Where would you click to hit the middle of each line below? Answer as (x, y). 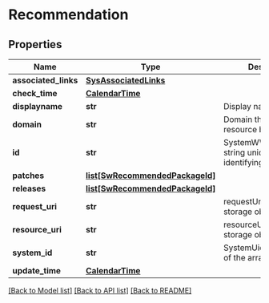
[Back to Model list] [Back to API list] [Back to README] (100, 291)
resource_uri (37, 230)
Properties (35, 44)
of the (234, 258)
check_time (35, 93)
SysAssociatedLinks (125, 80)
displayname (37, 106)
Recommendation (68, 15)
